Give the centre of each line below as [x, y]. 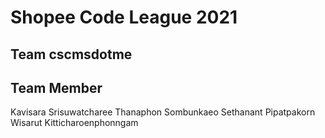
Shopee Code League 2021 [124, 17]
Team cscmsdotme [71, 54]
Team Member [56, 87]
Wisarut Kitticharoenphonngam [74, 123]
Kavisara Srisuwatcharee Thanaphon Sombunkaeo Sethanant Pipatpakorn [163, 112]
